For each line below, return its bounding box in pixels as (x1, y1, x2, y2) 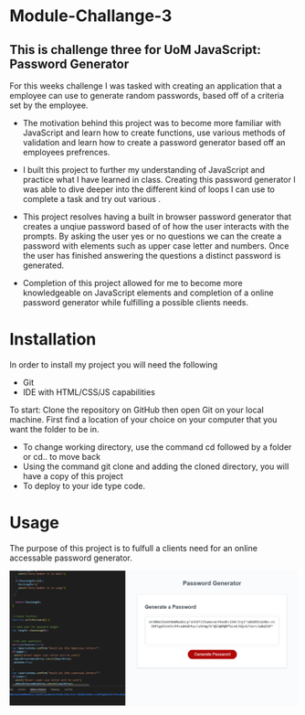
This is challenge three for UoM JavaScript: (9, 42, 262, 58)
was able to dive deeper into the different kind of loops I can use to (22, 184, 276, 195)
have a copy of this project (22, 470, 123, 481)
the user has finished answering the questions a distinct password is (22, 251, 281, 261)
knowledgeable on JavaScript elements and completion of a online (22, 287, 274, 298)
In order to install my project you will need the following (9, 358, 217, 370)
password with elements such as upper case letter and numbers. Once (22, 240, 289, 251)
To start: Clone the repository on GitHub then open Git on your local (9, 404, 265, 415)
